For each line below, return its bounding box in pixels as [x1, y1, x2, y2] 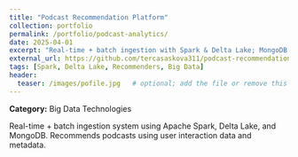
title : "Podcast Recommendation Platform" [9, 12, 169, 22]
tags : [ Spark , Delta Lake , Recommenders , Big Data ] [9, 63, 204, 72]
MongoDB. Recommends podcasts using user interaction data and [9, 130, 252, 140]
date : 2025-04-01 [9, 37, 74, 47]
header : [9, 71, 38, 80]
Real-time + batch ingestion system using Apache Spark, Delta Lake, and [9, 121, 277, 131]
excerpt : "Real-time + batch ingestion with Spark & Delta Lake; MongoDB [9, 46, 288, 55]
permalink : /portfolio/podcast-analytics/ [9, 29, 169, 38]
